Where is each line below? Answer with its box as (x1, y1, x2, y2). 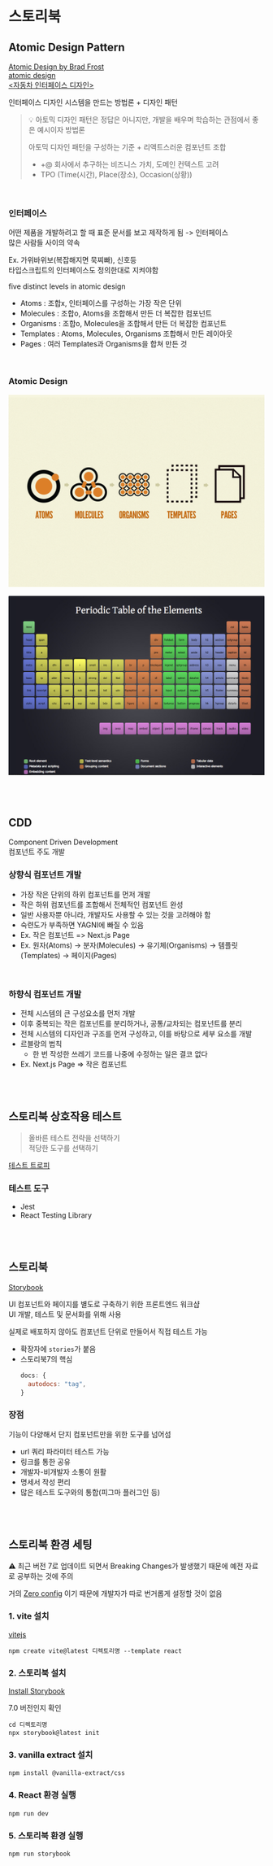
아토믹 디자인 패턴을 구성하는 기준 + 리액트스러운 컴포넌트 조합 (28, 142, 227, 151)
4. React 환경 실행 (8, 1790, 76, 1801)
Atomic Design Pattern (8, 40, 125, 54)
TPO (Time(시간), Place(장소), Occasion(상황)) (40, 170, 193, 179)
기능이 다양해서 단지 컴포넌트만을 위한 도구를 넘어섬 (8, 1429, 171, 1439)
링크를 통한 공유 (19, 1457, 71, 1467)
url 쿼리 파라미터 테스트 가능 (19, 1446, 110, 1456)
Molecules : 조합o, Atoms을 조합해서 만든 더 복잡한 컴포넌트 (19, 308, 213, 318)
